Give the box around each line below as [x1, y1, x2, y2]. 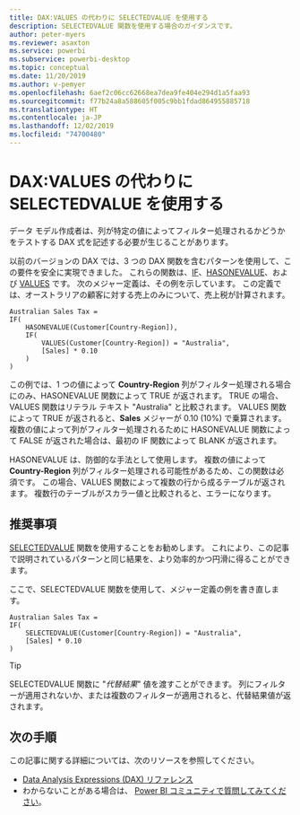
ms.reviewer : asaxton [9, 38, 90, 48]
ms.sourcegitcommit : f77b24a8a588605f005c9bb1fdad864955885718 [9, 96, 251, 106]
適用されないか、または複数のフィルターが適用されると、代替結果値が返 [24, 689, 291, 700]
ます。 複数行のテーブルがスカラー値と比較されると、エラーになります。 [9, 487, 276, 498]
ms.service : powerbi [9, 47, 87, 56]
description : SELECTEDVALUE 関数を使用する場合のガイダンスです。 [9, 22, 237, 31]
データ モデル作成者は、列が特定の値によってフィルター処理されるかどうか [9, 225, 286, 236]
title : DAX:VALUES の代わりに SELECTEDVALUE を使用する [9, 13, 209, 22]
